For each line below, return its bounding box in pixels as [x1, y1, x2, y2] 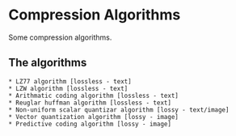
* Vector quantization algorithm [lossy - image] [8, 113, 179, 121]
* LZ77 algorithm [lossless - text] [8, 77, 132, 86]
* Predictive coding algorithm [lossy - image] [8, 120, 172, 128]
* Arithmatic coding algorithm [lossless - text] [8, 91, 179, 100]
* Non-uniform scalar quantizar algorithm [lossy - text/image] [8, 105, 230, 114]
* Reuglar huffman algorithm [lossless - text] [8, 99, 172, 107]
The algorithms [8, 56, 87, 70]
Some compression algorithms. [8, 32, 112, 42]
